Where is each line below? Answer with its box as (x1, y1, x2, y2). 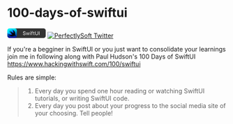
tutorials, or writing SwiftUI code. (34, 94, 130, 102)
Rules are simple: (7, 73, 57, 82)
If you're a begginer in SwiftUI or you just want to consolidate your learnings (7, 45, 226, 53)
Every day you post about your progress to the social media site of (34, 101, 226, 109)
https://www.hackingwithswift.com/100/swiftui (7, 59, 141, 68)
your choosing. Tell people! (34, 109, 113, 117)
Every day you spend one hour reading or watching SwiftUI (34, 86, 205, 95)
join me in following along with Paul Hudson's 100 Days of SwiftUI (7, 52, 196, 61)
